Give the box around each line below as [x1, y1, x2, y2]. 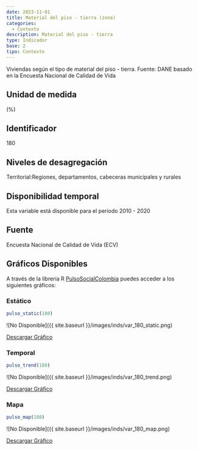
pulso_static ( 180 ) [6, 310, 53, 316]
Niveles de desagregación [6, 157, 108, 168]
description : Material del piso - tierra [6, 32, 113, 38]
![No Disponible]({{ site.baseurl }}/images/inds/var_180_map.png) [6, 425, 171, 433]
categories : [6, 20, 37, 26]
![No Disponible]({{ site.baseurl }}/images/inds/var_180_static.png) [6, 321, 172, 329]
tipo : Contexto [6, 49, 45, 55]
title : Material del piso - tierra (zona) [6, 15, 116, 21]
